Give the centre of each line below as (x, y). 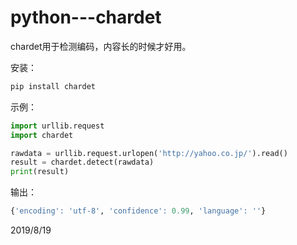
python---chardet (86, 17)
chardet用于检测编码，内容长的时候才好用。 (101, 46)
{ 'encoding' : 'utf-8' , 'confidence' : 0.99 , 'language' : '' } (138, 211)
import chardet (42, 135)
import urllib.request (57, 126)
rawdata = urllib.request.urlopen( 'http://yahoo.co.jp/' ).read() (149, 153)
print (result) (40, 172)
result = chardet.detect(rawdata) (82, 162)
